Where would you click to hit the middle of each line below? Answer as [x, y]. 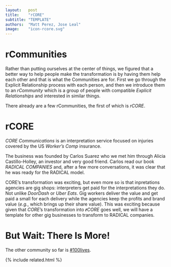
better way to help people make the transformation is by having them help [83, 74]
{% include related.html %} [34, 260]
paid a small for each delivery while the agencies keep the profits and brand [85, 199]
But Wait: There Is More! [58, 236]
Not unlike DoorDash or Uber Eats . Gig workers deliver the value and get [82, 193]
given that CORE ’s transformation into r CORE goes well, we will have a [79, 210]
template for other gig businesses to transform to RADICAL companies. [80, 215]
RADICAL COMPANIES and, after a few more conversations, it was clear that [85, 167]
